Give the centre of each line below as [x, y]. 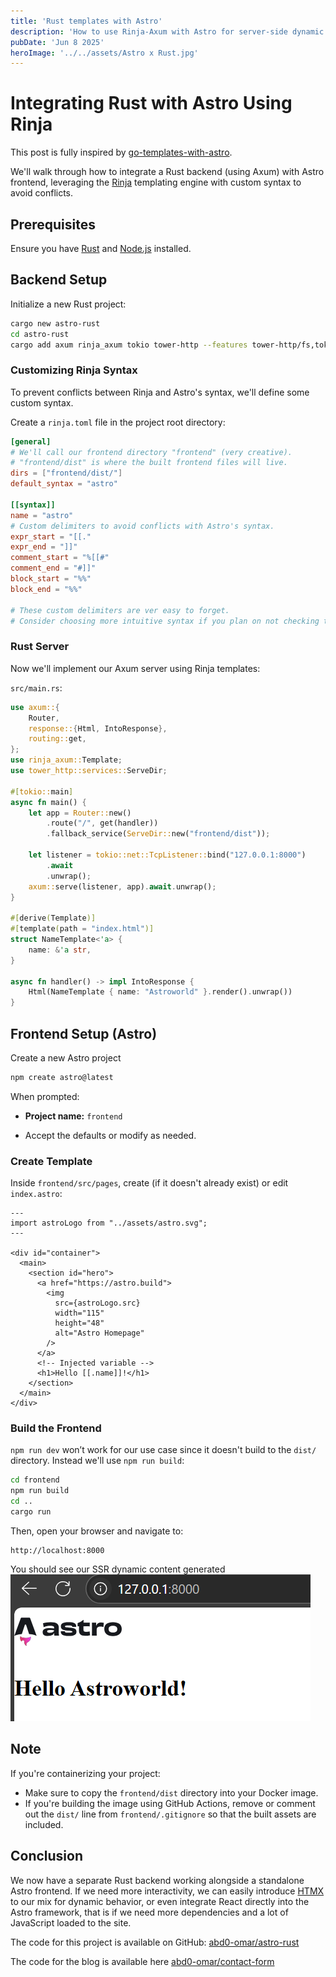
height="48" [79, 1323]
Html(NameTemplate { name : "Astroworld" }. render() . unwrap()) [160, 992]
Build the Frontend [56, 1428]
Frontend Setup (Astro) [84, 1033]
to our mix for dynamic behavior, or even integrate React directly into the [160, 1901]
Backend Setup [59, 280]
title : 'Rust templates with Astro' [86, 21]
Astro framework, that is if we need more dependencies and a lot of [149, 1912]
